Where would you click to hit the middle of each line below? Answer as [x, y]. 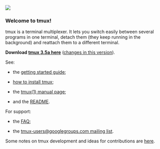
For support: [18, 111]
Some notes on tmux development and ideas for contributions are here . [80, 141]
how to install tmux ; [33, 82]
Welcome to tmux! [29, 20]
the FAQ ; [22, 122]
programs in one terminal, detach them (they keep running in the [73, 37]
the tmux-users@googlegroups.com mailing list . [63, 131]
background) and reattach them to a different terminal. [62, 43]
